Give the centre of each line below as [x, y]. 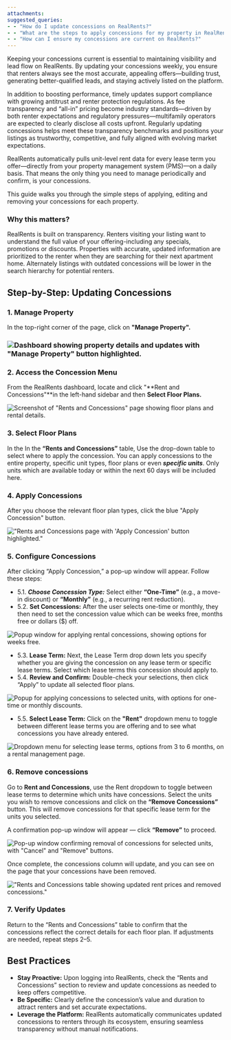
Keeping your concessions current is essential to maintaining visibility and [112, 59]
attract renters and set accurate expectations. [82, 1007]
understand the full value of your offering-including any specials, [99, 241]
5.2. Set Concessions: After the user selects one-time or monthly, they [118, 607]
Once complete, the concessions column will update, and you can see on [111, 863]
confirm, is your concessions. [49, 181]
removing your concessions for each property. [73, 201]
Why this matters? [38, 219]
